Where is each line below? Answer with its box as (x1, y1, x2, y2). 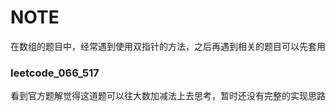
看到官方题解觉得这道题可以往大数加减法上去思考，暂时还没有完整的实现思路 (10, 90, 326, 102)
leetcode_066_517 (10, 66, 100, 80)
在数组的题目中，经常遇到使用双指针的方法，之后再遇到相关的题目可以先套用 (10, 40, 326, 52)
